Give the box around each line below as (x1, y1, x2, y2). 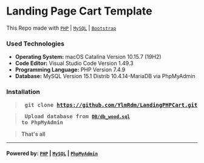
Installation (6, 88, 41, 96)
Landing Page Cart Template (6, 4, 153, 18)
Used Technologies (6, 39, 65, 48)
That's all (21, 130, 46, 138)
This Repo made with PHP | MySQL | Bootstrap (6, 24, 117, 32)
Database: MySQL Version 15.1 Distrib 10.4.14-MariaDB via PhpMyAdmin (15, 73, 195, 80)
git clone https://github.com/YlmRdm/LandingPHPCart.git (24, 101, 198, 108)
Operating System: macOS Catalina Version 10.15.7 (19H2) (15, 53, 162, 61)
